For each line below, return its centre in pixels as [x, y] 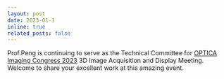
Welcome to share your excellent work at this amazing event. [96, 68]
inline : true [26, 27]
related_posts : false [39, 33]
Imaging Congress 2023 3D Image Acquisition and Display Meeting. [106, 61]
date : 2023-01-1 [31, 20]
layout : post [26, 14]
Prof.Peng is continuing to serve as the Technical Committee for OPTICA [112, 53]
